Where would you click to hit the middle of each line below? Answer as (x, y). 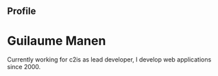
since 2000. (24, 67)
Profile (22, 11)
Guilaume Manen (57, 41)
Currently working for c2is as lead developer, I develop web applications (109, 60)
